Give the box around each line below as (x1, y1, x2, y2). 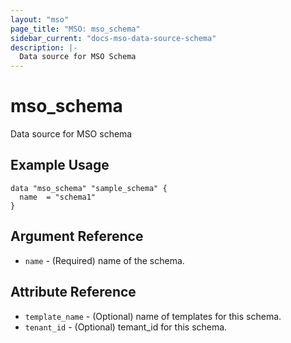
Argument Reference (10, 228, 144, 245)
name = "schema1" (19, 192, 97, 202)
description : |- (10, 42, 78, 53)
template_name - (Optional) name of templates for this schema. (24, 310, 282, 322)
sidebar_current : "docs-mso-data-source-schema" (10, 33, 217, 43)
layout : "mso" (10, 14, 70, 25)
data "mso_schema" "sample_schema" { (10, 183, 168, 193)
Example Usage (10, 157, 110, 174)
